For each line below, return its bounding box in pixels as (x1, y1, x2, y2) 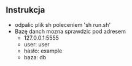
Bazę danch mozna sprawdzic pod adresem (14, 28, 126, 35)
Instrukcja (6, 5, 45, 15)
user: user (23, 40, 50, 48)
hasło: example (23, 47, 63, 54)
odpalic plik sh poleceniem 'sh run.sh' (14, 21, 111, 28)
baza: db (23, 53, 47, 61)
